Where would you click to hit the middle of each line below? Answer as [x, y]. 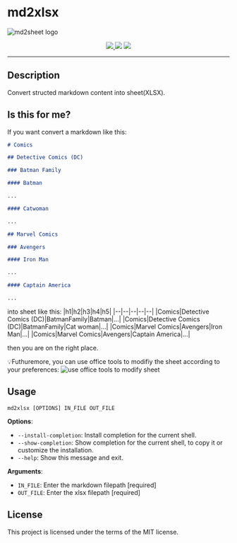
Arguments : [25, 471]
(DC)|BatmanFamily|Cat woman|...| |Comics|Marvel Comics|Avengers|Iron [115, 326]
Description [34, 75]
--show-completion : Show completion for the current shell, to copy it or [120, 442]
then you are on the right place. [53, 348]
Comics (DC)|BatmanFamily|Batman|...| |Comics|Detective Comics [104, 319]
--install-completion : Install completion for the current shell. [107, 435]
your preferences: [34, 370]
